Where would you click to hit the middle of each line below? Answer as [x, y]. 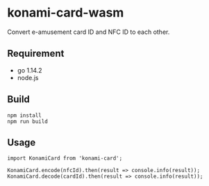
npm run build [28, 121]
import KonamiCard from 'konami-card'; [65, 158]
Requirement [36, 54]
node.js [28, 77]
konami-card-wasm [66, 13]
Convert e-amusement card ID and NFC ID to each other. [89, 32]
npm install [24, 115]
